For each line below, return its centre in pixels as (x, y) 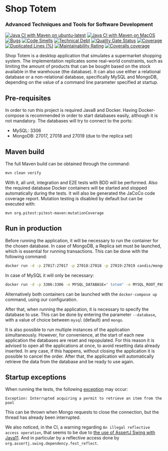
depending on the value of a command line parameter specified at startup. (82, 82)
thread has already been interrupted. (43, 417)
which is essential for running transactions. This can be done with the (77, 251)
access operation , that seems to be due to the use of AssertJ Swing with (80, 432)
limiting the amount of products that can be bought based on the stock (78, 66)
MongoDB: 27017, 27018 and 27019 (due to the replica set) (72, 136)
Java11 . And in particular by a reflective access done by (62, 438)
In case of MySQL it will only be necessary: (49, 275)
